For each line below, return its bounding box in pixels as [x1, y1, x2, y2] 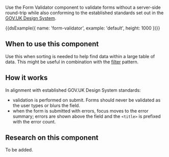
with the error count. [12, 118, 56, 124]
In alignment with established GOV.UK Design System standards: [5, 87, 141, 93]
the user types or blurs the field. [12, 102, 80, 109]
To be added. [5, 147, 33, 153]
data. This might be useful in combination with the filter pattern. [5, 59, 139, 65]
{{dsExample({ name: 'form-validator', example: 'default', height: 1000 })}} [5, 25, 160, 31]
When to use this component [5, 40, 99, 48]
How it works [5, 73, 48, 82]
